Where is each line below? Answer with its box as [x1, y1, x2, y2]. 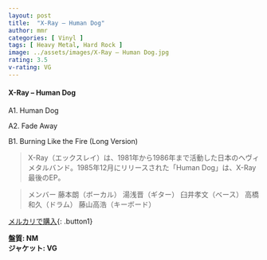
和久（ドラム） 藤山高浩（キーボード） [27, 200, 156, 209]
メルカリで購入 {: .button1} [8, 216, 93, 226]
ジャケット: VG [8, 243, 57, 253]
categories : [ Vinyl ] [8, 33, 84, 42]
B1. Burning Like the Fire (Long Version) [8, 136, 138, 146]
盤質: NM [8, 233, 38, 243]
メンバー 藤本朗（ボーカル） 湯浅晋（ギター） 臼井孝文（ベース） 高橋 [27, 189, 259, 199]
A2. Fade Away [8, 121, 58, 130]
